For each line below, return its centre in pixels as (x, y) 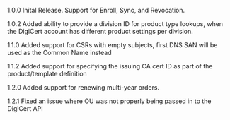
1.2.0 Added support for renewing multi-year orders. (84, 87)
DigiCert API (25, 108)
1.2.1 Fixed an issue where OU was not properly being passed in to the (109, 101)
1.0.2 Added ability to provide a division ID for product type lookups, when (115, 24)
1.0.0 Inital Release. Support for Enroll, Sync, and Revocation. (96, 10)
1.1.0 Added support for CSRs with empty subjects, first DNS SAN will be (113, 45)
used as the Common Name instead (59, 53)
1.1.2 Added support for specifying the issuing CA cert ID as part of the (110, 66)
